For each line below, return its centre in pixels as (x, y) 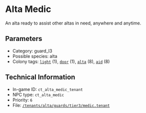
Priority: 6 (22, 100)
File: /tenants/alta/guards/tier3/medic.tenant (61, 105)
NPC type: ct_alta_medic (38, 94)
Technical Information (40, 77)
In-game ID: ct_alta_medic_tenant (48, 89)
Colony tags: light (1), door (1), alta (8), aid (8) (61, 61)
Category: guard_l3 (32, 50)
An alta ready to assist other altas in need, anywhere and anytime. (73, 23)
